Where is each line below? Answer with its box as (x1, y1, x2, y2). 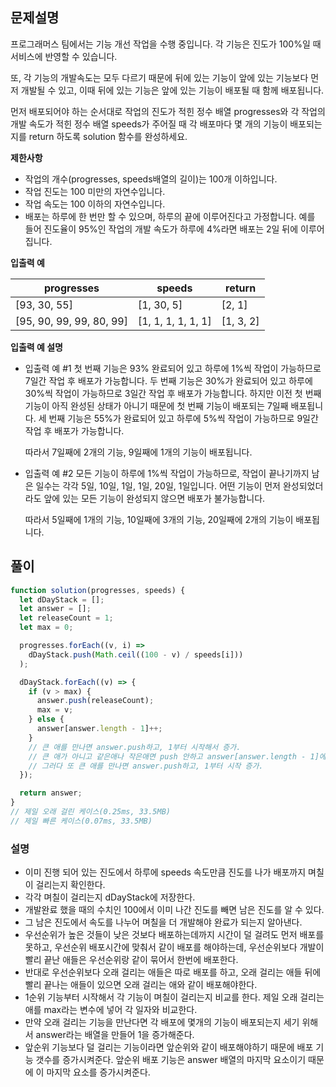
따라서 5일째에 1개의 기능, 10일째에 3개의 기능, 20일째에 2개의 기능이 (24, 513, 294, 525)
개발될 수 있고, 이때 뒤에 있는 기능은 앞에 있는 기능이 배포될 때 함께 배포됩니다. (20, 84, 325, 96)
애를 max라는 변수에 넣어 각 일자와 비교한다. (24, 1004, 198, 1016)
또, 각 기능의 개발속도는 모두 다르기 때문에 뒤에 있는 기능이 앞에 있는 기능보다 (10, 71, 309, 83)
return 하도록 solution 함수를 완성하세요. (28, 130, 188, 142)
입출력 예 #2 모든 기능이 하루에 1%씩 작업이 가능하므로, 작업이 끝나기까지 (24, 467, 310, 479)
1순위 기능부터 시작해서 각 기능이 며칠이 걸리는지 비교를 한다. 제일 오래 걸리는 (24, 991, 325, 1003)
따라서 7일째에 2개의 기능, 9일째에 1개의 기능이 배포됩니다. (24, 446, 253, 458)
